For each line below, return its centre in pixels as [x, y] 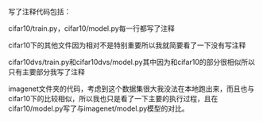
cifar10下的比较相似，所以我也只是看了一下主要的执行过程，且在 [113, 98]
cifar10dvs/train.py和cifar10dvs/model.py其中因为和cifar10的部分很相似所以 [132, 62]
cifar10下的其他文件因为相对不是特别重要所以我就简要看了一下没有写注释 [127, 45]
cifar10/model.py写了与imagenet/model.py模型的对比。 [99, 108]
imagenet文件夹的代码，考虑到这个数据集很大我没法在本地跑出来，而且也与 [131, 89]
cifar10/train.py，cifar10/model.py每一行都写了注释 [91, 28]
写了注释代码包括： [40, 11]
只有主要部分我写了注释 [46, 72]
